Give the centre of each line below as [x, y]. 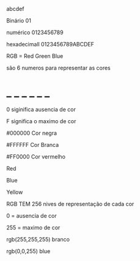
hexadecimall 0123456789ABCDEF [50, 44]
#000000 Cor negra [31, 133]
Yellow [15, 192]
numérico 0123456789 [35, 32]
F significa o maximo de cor [41, 121]
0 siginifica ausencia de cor [41, 109]
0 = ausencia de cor [31, 215]
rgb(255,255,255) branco [38, 239]
